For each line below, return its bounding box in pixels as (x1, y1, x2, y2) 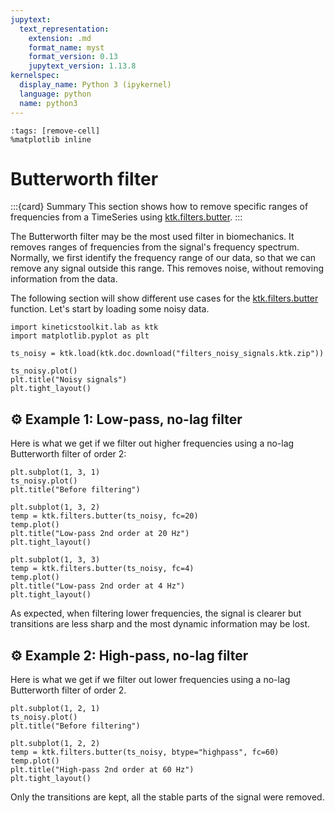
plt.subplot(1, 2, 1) (10, 704, 101, 714)
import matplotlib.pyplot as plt (10, 331, 150, 341)
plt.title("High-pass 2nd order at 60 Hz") (10, 765, 195, 775)
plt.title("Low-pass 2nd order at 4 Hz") (10, 581, 186, 591)
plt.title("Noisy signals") (10, 375, 128, 385)
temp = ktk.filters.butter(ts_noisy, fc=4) (10, 564, 195, 574)
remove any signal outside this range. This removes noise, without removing (10, 262, 324, 275)
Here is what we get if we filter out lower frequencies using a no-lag (10, 674, 291, 686)
